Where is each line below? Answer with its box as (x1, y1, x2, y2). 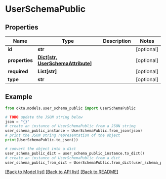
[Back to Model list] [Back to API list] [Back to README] (5, 169, 119, 175)
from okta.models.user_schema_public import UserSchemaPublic (5, 106, 136, 111)
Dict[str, (38, 54, 58, 60)
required (7, 68, 28, 75)
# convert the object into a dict (5, 146, 77, 151)
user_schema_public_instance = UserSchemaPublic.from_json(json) (5, 128, 142, 133)
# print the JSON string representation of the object (5, 133, 121, 138)
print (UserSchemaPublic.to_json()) (5, 138, 79, 143)
